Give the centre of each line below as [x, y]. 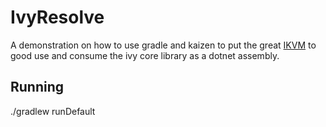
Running [37, 87]
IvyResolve [57, 17]
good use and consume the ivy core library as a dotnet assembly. [145, 55]
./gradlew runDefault [53, 111]
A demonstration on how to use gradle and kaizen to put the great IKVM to [163, 45]
